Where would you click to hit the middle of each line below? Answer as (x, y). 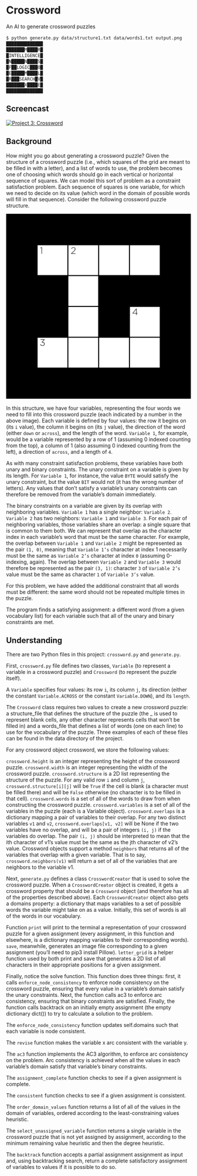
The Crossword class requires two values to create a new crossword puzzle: (97, 707)
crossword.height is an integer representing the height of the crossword (93, 761)
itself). (14, 678)
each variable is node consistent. (46, 1032)
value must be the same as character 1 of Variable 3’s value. (81, 574)
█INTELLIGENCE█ (25, 55)
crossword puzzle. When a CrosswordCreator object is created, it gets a (92, 885)
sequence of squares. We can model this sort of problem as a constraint (93, 180)
